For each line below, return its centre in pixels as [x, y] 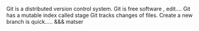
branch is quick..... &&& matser [45, 22]
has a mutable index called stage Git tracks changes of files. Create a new [100, 15]
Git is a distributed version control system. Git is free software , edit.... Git [98, 9]
